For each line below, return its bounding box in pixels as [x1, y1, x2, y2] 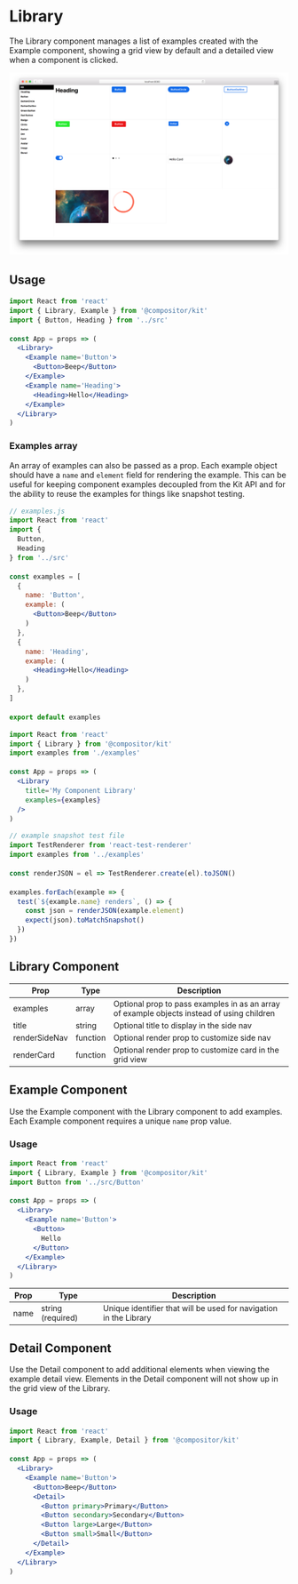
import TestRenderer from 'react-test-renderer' [9, 841, 192, 850]
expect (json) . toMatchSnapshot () [25, 916, 145, 925]
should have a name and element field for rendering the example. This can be [9, 469, 286, 480]
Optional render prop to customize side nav [114, 1033, 271, 1044]
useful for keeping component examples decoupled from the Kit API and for [9, 478, 286, 490]
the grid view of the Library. [9, 1383, 111, 1394]
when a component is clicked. [9, 54, 119, 65]
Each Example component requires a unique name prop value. [9, 1116, 232, 1126]
